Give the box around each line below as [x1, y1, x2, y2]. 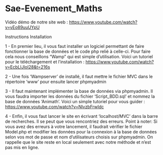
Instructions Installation [5, 34, 52, 40]
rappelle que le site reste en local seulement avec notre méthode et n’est [5, 139, 151, 145]
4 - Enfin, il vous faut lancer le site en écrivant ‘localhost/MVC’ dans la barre [5, 113, 158, 119]
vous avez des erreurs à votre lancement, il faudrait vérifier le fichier [5, 123, 143, 130]
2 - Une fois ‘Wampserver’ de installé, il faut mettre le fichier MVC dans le [5, 73, 153, 79]
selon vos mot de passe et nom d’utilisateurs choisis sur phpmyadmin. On [5, 134, 153, 140]
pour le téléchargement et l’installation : [5, 59, 84, 65]
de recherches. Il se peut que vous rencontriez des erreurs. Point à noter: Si [5, 118, 158, 124]
